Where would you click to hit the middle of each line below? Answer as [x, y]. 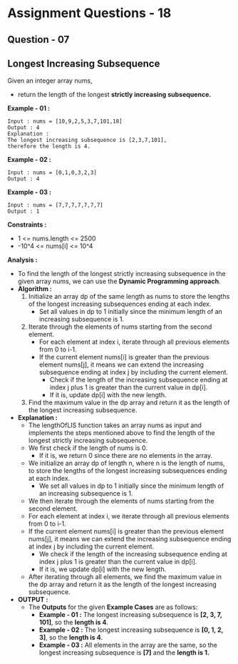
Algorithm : [35, 289]
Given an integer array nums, [50, 81]
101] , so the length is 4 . [74, 623]
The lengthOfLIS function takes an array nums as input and [115, 425]
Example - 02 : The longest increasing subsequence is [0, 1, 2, [131, 630]
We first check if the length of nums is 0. [88, 448]
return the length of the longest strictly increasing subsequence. [114, 95]
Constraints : [27, 225]
